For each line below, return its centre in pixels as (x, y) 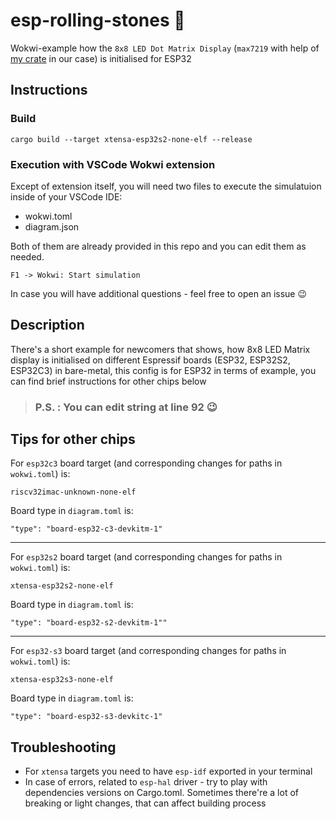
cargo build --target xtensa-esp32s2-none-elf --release (131, 139)
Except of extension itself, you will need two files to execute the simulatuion (166, 186)
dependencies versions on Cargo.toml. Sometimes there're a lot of (161, 793)
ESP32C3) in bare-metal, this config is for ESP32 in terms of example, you (163, 370)
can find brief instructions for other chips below (108, 381)
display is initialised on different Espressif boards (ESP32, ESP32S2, (150, 360)
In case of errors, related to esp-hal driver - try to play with (146, 782)
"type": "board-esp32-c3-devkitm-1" (86, 529)
